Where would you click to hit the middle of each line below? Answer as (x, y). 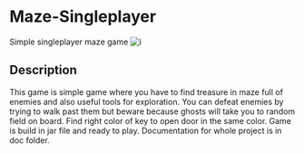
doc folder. (29, 140)
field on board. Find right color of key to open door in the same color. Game (151, 120)
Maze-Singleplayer (83, 17)
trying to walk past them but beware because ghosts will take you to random (152, 111)
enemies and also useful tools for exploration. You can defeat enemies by (147, 101)
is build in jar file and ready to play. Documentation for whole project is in (146, 130)
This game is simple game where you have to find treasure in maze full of (147, 91)
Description (43, 70)
